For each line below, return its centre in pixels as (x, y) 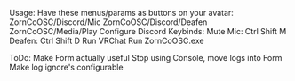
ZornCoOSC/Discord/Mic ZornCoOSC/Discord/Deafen (108, 22)
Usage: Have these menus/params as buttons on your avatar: (121, 13)
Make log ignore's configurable (66, 67)
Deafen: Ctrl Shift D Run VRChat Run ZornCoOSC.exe (107, 40)
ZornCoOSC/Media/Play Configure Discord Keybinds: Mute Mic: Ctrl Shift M (148, 31)
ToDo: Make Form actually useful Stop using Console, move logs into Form (146, 58)
